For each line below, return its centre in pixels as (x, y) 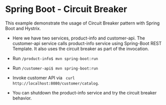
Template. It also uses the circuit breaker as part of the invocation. (80, 48)
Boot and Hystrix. (23, 28)
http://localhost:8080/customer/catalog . (55, 83)
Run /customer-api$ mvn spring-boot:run (55, 68)
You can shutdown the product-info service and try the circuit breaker (84, 92)
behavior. (22, 98)
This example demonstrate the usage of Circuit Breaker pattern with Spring (82, 23)
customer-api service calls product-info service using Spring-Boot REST (87, 43)
